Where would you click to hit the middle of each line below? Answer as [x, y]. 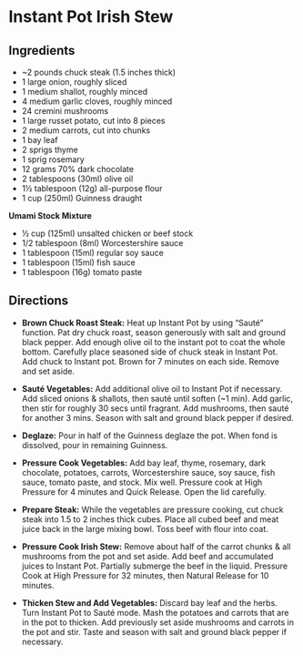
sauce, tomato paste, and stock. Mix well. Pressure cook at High [142, 482]
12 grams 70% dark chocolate [77, 169]
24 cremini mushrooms [65, 111]
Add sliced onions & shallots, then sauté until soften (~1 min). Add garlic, [157, 398]
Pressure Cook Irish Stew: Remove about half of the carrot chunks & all [156, 546]
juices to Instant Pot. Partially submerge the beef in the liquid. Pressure [155, 566]
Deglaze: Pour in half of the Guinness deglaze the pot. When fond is [150, 436]
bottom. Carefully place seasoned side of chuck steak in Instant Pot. [150, 352]
